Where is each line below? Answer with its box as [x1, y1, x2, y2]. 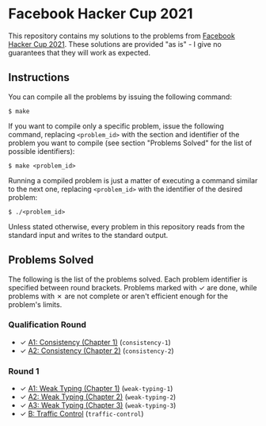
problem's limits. [8, 299, 63, 309]
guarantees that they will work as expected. [8, 48, 150, 57]
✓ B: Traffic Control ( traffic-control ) [19, 409, 144, 419]
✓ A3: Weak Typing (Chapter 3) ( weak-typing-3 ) [19, 401, 177, 410]
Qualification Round [8, 319, 87, 330]
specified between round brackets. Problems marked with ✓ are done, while [8, 282, 257, 292]
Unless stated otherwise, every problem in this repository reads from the [8, 221, 245, 231]
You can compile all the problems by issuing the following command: [8, 92, 232, 102]
